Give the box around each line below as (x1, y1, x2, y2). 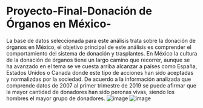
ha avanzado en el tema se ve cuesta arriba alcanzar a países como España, (6, 62, 198, 70)
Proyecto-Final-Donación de (6, 4, 153, 18)
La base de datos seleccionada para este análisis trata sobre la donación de (6, 37, 196, 44)
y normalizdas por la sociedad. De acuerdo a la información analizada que (6, 75, 191, 83)
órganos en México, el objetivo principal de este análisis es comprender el (6, 43, 192, 51)
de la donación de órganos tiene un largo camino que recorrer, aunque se (6, 56, 190, 63)
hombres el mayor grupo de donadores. (6, 95, 106, 102)
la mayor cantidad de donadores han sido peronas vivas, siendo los (6, 88, 175, 95)
